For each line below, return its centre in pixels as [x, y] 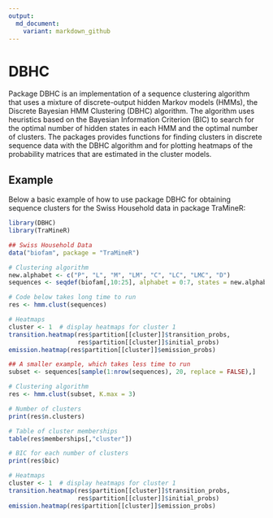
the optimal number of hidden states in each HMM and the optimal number [133, 128]
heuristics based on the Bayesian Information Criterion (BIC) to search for [131, 120]
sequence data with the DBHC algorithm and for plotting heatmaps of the [131, 146]
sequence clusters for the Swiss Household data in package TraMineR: [127, 208]
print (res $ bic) [34, 461]
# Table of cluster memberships [63, 431]
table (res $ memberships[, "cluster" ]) [70, 439]
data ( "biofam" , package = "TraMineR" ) [74, 253]
